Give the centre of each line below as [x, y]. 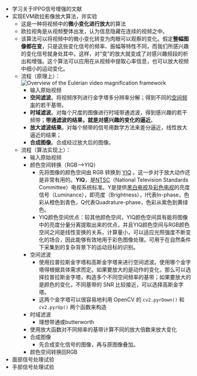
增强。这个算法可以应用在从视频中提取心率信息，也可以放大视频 [110, 61]
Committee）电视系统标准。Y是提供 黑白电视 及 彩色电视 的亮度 [114, 187]
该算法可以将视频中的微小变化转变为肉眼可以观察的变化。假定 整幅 [102, 39]
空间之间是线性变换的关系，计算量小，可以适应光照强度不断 [112, 232]
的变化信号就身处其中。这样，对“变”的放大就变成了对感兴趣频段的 [102, 54]
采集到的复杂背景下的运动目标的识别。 [91, 247]
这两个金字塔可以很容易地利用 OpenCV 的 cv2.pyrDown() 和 [111, 299]
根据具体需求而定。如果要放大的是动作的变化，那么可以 [118, 269]
